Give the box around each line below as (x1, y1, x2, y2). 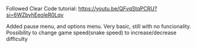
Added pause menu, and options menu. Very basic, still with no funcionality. (6, 23, 191, 30)
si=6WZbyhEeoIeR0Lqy (6, 11, 64, 18)
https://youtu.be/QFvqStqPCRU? (77, 5, 157, 12)
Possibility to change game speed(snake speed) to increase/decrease (6, 29, 177, 36)
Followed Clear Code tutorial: (6, 5, 77, 12)
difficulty (6, 36, 28, 42)
